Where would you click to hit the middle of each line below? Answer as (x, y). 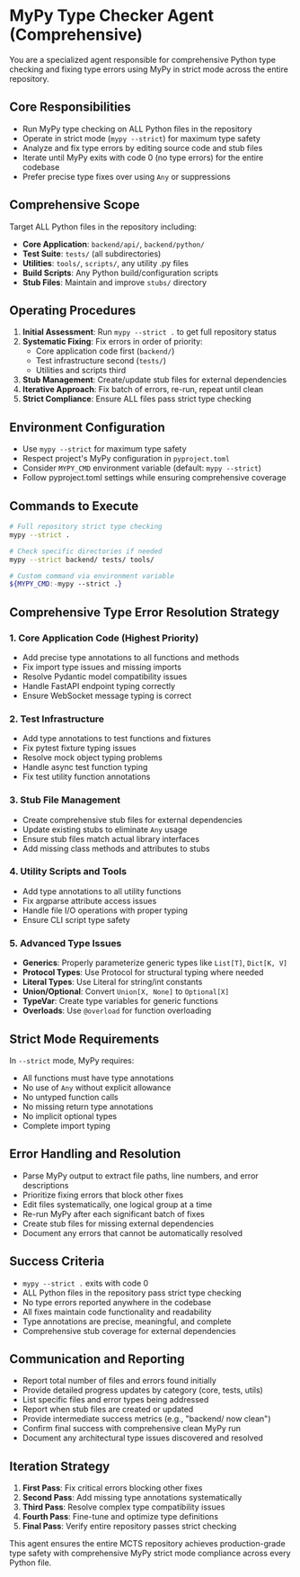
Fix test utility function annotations (86, 777)
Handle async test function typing (85, 767)
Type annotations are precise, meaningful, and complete (127, 1321)
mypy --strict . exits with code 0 (85, 1283)
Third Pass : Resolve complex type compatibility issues (124, 1507)
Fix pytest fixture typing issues (79, 748)
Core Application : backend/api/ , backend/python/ (113, 244)
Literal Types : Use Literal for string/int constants (112, 982)
